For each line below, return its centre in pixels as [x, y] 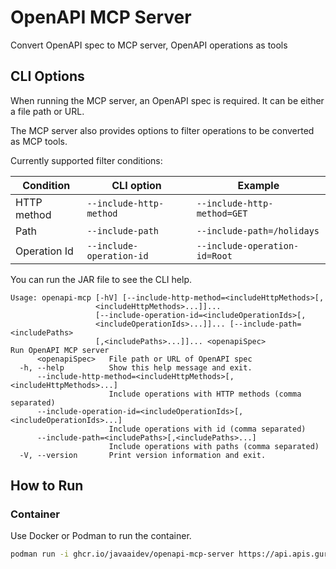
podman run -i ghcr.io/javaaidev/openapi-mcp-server [122, 554]
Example [258, 185]
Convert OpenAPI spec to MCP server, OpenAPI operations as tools [149, 45]
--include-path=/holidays [258, 230]
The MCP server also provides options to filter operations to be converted [162, 130]
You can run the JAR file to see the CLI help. [101, 279]
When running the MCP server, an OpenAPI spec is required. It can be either [167, 100]
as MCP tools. [39, 141]
